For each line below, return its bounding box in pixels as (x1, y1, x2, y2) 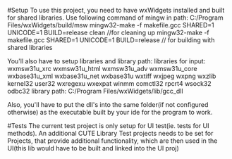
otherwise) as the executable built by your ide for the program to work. (7, 108, 213, 116)
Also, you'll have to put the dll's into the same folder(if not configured (7, 101, 209, 108)
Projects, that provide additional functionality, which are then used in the (7, 136, 218, 145)
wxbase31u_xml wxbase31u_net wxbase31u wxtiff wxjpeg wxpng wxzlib (7, 72, 216, 80)
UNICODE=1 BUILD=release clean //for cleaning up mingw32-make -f (7, 28, 209, 37)
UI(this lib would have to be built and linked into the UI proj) (7, 144, 180, 152)
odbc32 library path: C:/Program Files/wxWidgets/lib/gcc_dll (7, 87, 183, 95)
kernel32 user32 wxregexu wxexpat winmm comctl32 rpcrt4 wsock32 (7, 79, 212, 87)
